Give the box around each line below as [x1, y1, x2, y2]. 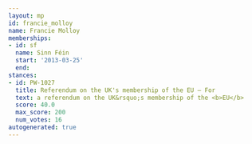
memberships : [8, 34, 52, 42]
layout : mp [8, 11, 45, 20]
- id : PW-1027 [8, 78, 56, 86]
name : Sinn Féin [15, 49, 69, 57]
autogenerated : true [8, 123, 77, 131]
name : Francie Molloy [8, 26, 81, 34]
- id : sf [8, 42, 37, 50]
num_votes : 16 [15, 116, 62, 124]
